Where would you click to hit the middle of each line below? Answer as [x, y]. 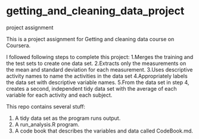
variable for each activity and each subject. [59, 95]
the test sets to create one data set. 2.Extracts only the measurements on [96, 63]
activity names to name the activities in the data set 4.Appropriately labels [97, 76]
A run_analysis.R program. [47, 124]
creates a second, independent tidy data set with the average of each [91, 88]
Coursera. [18, 45]
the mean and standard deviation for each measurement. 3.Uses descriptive [99, 69]
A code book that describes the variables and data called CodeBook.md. [104, 131]
